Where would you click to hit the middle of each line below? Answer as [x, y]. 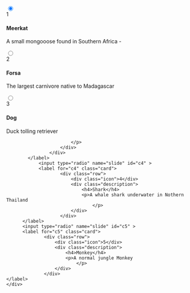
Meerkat [17, 28]
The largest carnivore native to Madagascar [60, 86]
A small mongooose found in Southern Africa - [64, 42]
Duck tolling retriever [32, 131]
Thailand [17, 200]
